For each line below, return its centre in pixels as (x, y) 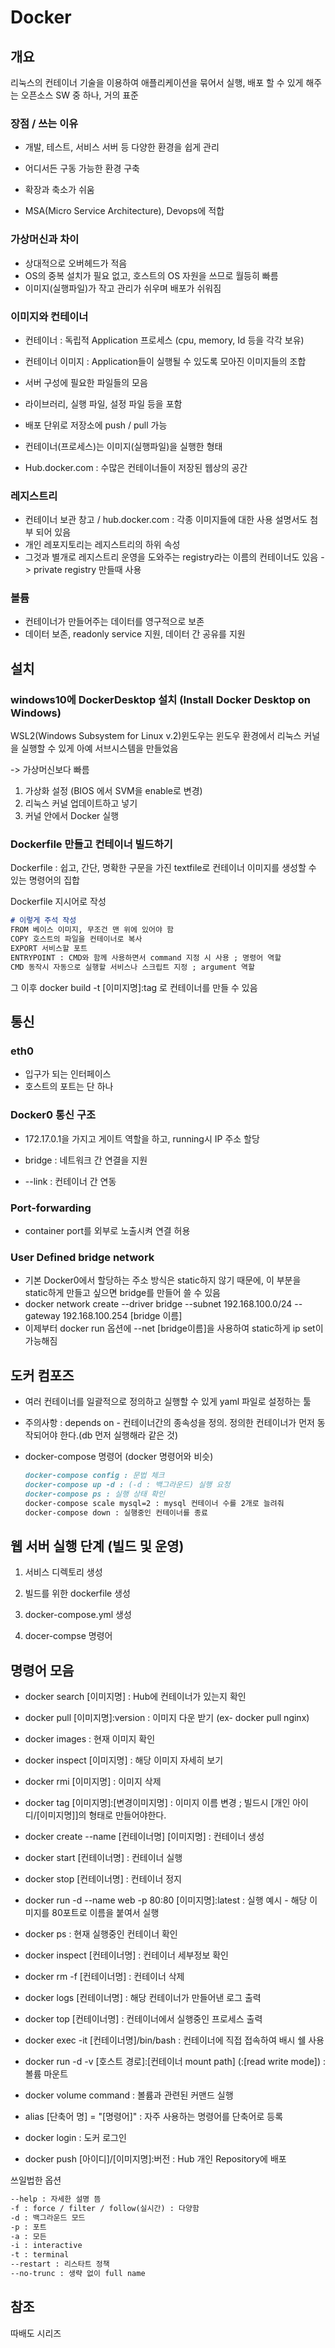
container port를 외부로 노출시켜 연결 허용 (107, 1230)
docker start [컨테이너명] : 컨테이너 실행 (103, 1858)
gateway (42, 1316)
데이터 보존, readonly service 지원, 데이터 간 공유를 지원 (135, 634)
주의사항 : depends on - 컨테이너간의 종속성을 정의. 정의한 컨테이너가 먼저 (169, 1423)
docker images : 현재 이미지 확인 (90, 1739)
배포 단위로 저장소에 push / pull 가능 (96, 425)
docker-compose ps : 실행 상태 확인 (94, 1494)
